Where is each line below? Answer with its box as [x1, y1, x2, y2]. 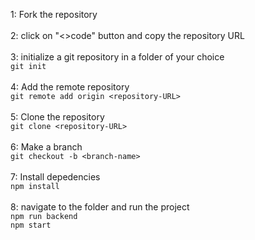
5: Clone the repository [10, 111, 105, 123]
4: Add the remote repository [10, 81, 130, 93]
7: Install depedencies [10, 171, 101, 183]
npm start [10, 220, 52, 230]
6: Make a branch [10, 141, 83, 153]
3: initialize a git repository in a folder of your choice [10, 51, 225, 63]
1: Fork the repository [10, 9, 98, 20]
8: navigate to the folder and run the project [10, 201, 190, 213]
